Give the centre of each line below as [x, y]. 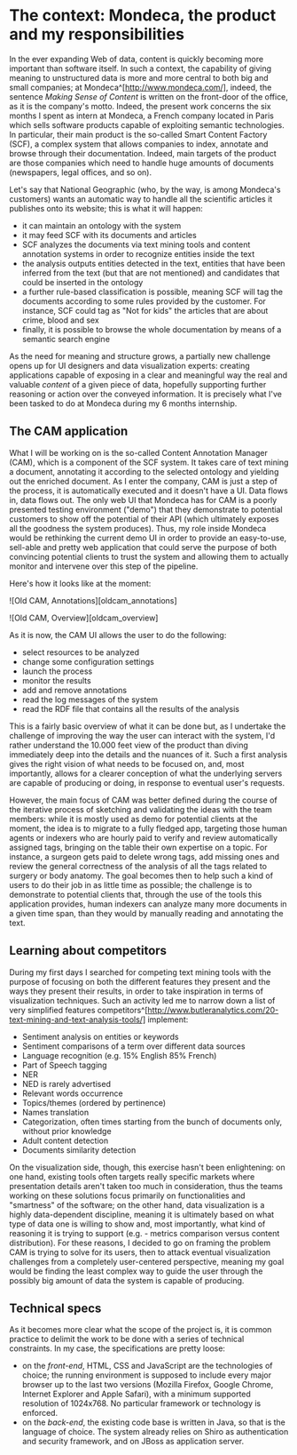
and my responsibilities [97, 34]
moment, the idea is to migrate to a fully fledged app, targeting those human [148, 828]
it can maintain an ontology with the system [102, 225]
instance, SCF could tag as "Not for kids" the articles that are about [145, 310]
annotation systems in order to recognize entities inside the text [138, 253]
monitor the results [56, 680]
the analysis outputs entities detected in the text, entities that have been [153, 263]
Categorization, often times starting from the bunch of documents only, [152, 1122]
